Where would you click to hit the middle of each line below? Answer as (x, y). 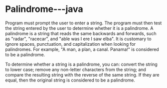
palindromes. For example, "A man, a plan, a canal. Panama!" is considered (82, 49)
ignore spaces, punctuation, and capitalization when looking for (71, 44)
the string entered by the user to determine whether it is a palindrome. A (79, 28)
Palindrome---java (44, 9)
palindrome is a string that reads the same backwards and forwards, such (81, 33)
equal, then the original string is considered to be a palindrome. (70, 80)
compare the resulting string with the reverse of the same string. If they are (82, 75)
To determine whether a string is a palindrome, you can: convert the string (82, 64)
